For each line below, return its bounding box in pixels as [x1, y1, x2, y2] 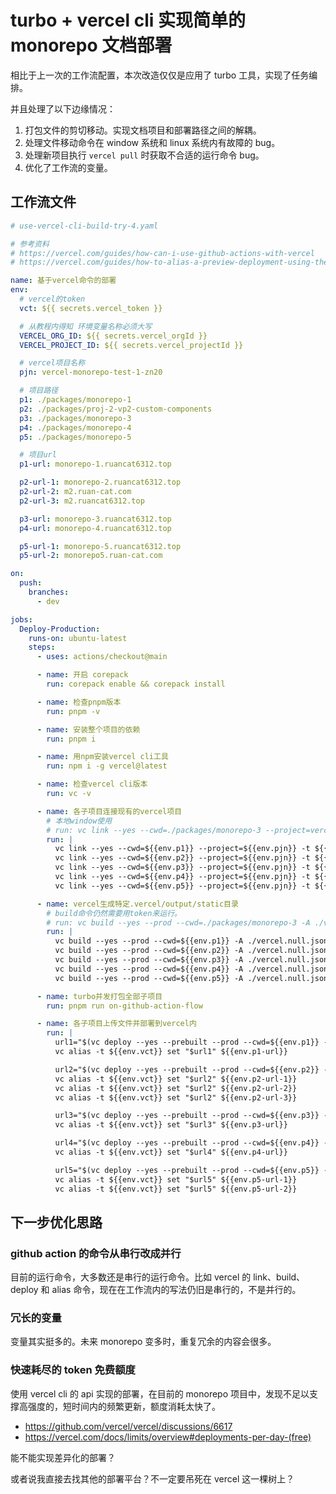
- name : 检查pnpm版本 [36, 697, 122, 707]
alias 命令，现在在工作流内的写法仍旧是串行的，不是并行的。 [51, 1284, 302, 1296]
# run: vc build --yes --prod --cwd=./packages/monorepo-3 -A [46, 917, 311, 928]
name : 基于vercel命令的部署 [10, 276, 117, 286]
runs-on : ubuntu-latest [28, 633, 128, 643]
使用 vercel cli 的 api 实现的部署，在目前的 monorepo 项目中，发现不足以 [10, 1387, 310, 1400]
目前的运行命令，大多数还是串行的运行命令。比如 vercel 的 [10, 1271, 252, 1283]
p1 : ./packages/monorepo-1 [19, 395, 132, 405]
